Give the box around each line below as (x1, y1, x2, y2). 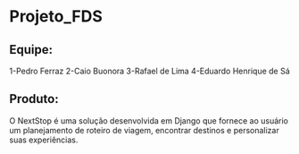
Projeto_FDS (9, 6, 103, 27)
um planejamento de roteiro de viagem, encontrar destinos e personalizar (9, 124, 279, 135)
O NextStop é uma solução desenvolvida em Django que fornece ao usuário (9, 115, 288, 126)
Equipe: (9, 42, 54, 57)
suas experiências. (9, 134, 79, 145)
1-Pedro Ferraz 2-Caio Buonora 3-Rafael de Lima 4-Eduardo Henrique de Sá (9, 65, 290, 76)
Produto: (9, 91, 60, 107)
